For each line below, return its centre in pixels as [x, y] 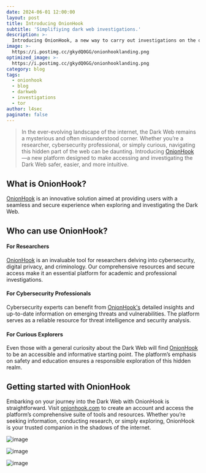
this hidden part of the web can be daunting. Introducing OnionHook [108, 151]
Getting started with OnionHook [68, 387]
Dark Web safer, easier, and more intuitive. [75, 165]
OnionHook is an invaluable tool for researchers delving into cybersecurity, [101, 260]
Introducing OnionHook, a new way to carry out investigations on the [104, 40]
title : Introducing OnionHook [45, 23]
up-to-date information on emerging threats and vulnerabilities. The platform [103, 314]
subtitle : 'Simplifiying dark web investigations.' [74, 29]
